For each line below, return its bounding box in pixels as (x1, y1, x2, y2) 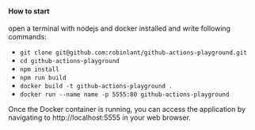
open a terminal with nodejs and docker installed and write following (8, 24, 231, 33)
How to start (8, 6, 50, 16)
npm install (19, 65, 59, 74)
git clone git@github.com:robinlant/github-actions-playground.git (19, 49, 247, 57)
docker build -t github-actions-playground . (19, 83, 173, 91)
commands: (8, 32, 48, 42)
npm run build (19, 74, 67, 82)
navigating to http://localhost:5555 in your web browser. (8, 113, 192, 122)
